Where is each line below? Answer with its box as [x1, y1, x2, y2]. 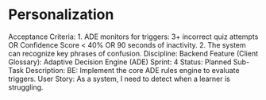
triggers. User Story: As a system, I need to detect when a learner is [8, 74, 230, 83]
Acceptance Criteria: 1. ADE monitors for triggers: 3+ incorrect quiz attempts [8, 32, 259, 41]
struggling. [8, 82, 44, 92]
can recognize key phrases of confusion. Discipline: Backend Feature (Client [8, 48, 259, 58]
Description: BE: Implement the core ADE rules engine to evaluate [25, 65, 240, 75]
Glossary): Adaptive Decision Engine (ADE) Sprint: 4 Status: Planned [8, 57, 232, 67]
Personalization [8, 6, 114, 24]
